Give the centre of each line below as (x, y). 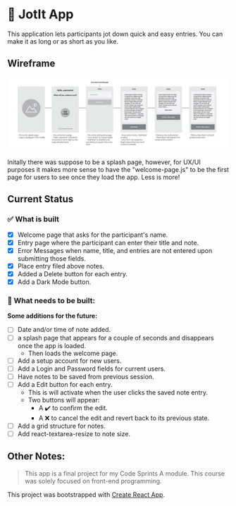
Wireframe (31, 64)
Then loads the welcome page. (73, 353)
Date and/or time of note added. (64, 330)
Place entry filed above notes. (61, 266)
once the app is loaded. (52, 345)
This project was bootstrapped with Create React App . (86, 494)
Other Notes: (36, 456)
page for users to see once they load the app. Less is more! (94, 177)
